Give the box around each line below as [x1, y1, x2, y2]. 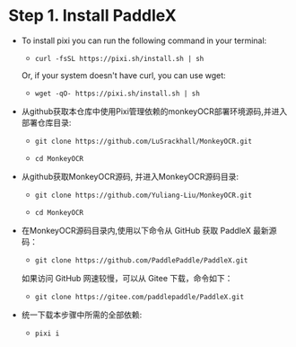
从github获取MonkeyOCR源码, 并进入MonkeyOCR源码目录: [21, 171, 239, 182]
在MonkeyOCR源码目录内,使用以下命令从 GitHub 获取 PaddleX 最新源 [21, 225, 277, 236]
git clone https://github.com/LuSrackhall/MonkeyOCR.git [34, 137, 253, 146]
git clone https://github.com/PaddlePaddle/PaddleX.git [34, 255, 248, 265]
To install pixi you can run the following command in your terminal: [21, 35, 267, 46]
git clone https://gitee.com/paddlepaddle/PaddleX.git [34, 292, 244, 301]
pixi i [34, 329, 60, 338]
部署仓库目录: [21, 117, 72, 128]
